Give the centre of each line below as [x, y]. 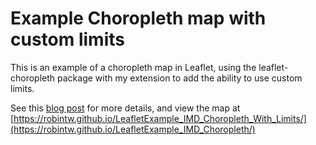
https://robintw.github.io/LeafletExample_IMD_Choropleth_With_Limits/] [160, 118]
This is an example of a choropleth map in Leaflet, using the [133, 67]
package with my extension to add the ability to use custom [180, 78]
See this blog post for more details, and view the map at [125, 108]
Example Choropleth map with [138, 18]
